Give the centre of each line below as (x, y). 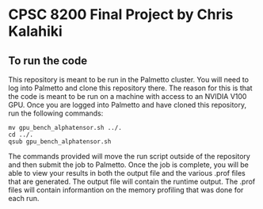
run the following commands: (56, 113)
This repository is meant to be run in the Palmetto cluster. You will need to (129, 80)
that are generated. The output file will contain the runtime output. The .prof (132, 181)
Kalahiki (36, 31)
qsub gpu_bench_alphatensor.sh (60, 142)
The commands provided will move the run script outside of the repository (130, 156)
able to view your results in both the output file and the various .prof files (127, 173)
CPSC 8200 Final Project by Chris (121, 15)
